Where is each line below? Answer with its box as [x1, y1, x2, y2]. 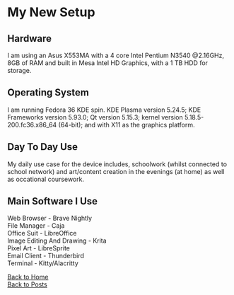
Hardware [7, 33, 52, 45]
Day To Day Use [7, 141, 78, 153]
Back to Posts [7, 280, 47, 289]
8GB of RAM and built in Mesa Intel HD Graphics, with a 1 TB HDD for [7, 59, 209, 67]
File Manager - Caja [7, 221, 65, 230]
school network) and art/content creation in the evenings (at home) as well [7, 167, 225, 175]
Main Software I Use [7, 195, 98, 207]
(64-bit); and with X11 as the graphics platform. [58, 120, 195, 129]
